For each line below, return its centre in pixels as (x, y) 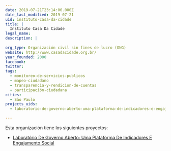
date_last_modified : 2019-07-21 (39, 15)
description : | (21, 39)
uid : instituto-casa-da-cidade (38, 19)
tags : (11, 71)
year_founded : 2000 (26, 57)
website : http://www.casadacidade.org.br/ (51, 52)
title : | (15, 24)
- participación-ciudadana (38, 90)
